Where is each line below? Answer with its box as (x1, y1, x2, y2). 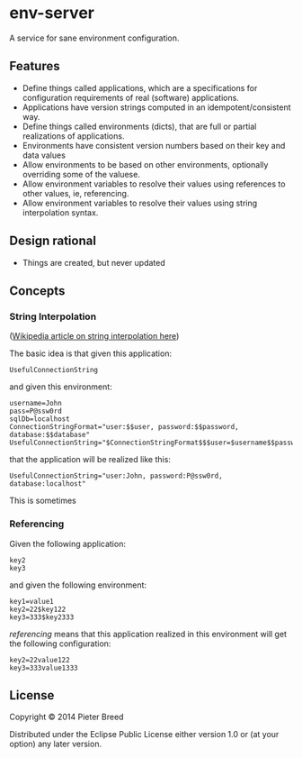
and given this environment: (9, 381, 112, 392)
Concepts (9, 283, 66, 298)
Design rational (9, 233, 97, 249)
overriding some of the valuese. (22, 169, 141, 179)
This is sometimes (9, 495, 76, 507)
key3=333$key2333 (9, 612, 75, 622)
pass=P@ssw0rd (9, 406, 63, 416)
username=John (9, 399, 63, 408)
